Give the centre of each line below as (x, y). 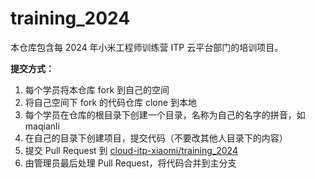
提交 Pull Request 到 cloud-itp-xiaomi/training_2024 (131, 150)
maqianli (42, 126)
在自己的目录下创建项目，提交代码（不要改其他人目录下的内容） (156, 138)
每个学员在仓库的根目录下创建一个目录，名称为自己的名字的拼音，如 (165, 114)
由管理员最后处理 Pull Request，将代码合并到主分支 (130, 163)
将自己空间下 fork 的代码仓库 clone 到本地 (111, 102)
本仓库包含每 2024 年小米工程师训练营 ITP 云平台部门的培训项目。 (147, 47)
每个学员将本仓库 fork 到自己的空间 (97, 89)
